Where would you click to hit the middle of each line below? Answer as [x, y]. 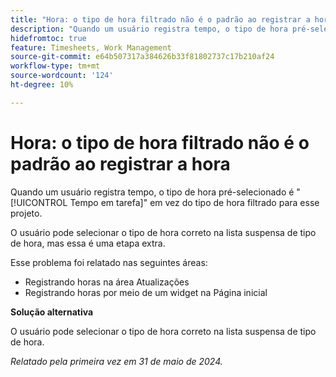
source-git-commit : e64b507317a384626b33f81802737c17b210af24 [142, 57]
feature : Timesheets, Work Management [91, 47]
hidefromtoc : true [48, 38]
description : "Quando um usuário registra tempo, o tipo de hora [149, 29]
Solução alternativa [52, 312]
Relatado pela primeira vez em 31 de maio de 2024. [116, 361]
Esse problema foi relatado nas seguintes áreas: [109, 262]
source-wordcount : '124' [62, 76]
